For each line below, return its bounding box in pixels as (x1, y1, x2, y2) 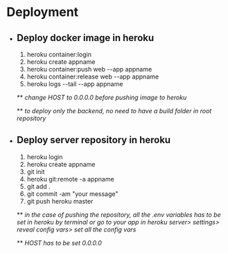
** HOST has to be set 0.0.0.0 (16, 238, 102, 247)
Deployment (6, 4, 79, 20)
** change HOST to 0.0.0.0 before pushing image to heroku (16, 93, 187, 101)
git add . (26, 182, 51, 190)
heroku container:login (26, 50, 91, 58)
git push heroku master (26, 197, 94, 205)
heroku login (26, 152, 63, 161)
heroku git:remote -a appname (26, 174, 115, 183)
